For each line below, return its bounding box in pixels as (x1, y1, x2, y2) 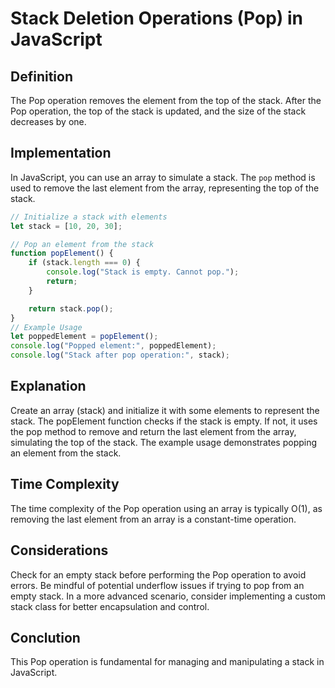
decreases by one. (10, 116, 87, 127)
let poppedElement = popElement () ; (10, 332, 159, 342)
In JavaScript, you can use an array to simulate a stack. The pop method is (10, 171, 316, 183)
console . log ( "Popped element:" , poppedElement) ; (10, 341, 217, 351)
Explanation (10, 378, 87, 395)
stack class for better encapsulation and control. (10, 600, 210, 612)
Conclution (10, 629, 81, 646)
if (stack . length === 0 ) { (28, 258, 141, 268)
